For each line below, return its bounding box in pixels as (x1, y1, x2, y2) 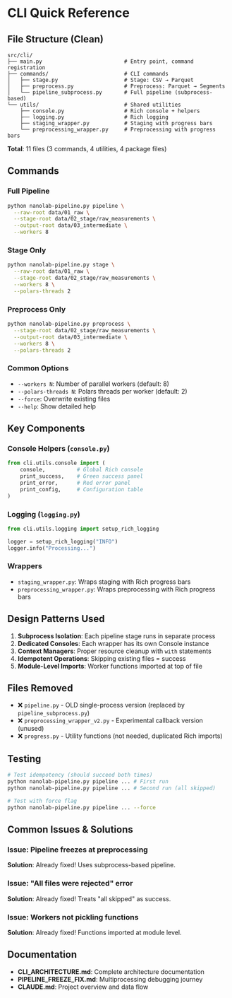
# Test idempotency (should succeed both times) (7, 772, 153, 779)
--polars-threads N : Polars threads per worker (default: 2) (17, 387, 188, 395)
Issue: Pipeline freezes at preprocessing (7, 845, 148, 855)
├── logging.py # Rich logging (20, 114, 169, 121)
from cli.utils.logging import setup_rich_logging (7, 525, 159, 532)
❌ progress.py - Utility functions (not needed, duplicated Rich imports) (17, 732, 224, 740)
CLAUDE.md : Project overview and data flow (17, 982, 149, 991)
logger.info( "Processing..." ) (7, 544, 97, 552)
